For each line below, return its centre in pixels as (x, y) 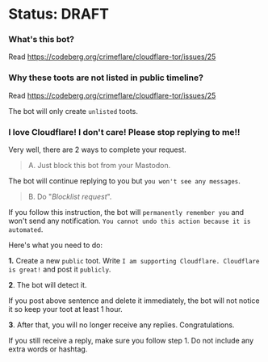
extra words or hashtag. (48, 349)
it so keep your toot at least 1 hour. (65, 309)
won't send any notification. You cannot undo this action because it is (130, 221)
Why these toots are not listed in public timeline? (106, 78)
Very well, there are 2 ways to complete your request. (98, 149)
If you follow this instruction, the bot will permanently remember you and (126, 213)
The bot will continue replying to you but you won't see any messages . (124, 181)
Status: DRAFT (59, 14)
